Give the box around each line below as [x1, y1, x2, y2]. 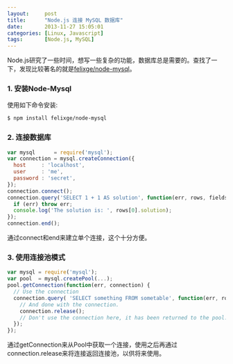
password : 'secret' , [13, 175, 76, 182]
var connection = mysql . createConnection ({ [7, 155, 135, 162]
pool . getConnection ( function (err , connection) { [7, 282, 150, 289]
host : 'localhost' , [13, 161, 85, 169]
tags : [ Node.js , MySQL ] [7, 36, 95, 43]
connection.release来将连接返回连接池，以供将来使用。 [7, 349, 166, 358]
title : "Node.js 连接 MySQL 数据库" [7, 17, 123, 24]
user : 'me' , [13, 168, 64, 175]
